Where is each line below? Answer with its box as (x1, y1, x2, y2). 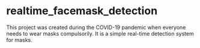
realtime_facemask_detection (6, 4, 158, 18)
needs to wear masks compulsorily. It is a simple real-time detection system (6, 30, 194, 37)
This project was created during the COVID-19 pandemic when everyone (6, 24, 186, 31)
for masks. (6, 36, 32, 43)
